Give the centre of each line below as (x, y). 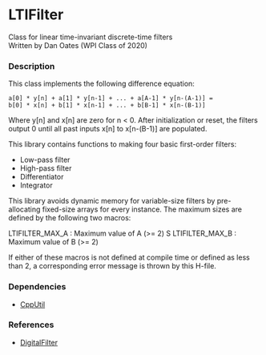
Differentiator (42, 177)
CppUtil (32, 304)
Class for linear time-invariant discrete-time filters (91, 37)
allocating (24, 209)
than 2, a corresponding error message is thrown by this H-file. (112, 266)
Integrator (36, 185)
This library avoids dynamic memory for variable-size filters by (112, 201)
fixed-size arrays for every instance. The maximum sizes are (142, 209)
